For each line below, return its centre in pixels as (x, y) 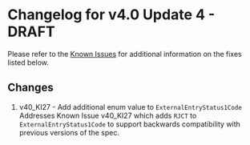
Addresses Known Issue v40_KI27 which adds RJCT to (108, 115)
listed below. (28, 62)
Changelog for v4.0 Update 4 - (111, 15)
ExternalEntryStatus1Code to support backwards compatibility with (130, 124)
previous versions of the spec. (69, 132)
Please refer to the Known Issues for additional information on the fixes (125, 54)
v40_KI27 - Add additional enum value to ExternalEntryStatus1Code (130, 107)
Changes (30, 88)
